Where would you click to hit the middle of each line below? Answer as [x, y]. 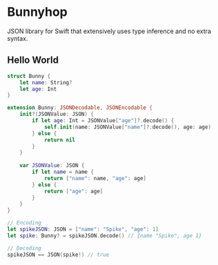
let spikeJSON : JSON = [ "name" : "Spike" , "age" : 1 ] [83, 229]
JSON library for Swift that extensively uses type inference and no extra [109, 31]
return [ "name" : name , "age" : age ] [95, 178]
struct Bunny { [29, 76]
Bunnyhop [37, 12]
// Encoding [24, 223]
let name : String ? [46, 82]
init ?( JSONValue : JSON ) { [57, 115]
